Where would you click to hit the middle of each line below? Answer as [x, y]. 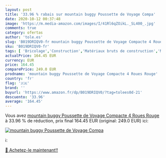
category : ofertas [24, 33]
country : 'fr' [20, 79]
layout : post [19, 10]
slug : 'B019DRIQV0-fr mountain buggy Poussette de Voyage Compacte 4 [78, 42]
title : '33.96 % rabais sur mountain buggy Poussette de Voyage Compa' [80, 14]
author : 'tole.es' [24, 38]
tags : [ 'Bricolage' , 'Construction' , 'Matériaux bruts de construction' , [82, 51]
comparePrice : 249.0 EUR [31, 70]
